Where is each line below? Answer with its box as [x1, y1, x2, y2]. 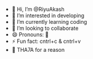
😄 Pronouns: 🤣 [11, 31, 49, 38]
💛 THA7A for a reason [11, 46, 65, 53]
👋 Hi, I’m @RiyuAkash [11, 6, 65, 13]
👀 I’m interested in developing [11, 12, 85, 19]
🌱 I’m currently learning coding [11, 18, 88, 25]
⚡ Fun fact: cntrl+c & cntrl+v [11, 38, 81, 45]
